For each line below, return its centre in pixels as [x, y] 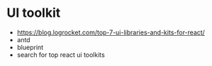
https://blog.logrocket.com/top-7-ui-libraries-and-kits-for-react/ [111, 32]
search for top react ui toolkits [61, 55]
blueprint [30, 47]
